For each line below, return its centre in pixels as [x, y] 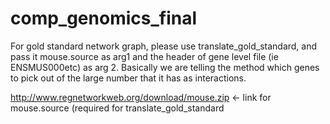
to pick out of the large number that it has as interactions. [128, 78]
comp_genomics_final [104, 18]
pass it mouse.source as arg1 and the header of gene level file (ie [144, 56]
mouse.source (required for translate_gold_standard [117, 108]
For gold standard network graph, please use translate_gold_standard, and [164, 46]
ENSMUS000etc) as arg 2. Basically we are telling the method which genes [165, 67]
